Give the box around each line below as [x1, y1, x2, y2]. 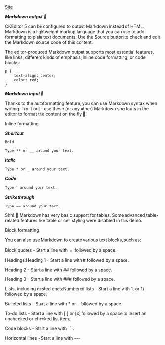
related [5, 218, 20, 223]
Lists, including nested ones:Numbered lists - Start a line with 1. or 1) [5, 286, 144, 292]
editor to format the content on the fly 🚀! [5, 111, 87, 117]
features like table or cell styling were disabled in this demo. [20, 218, 142, 223]
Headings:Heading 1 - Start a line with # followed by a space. [5, 257, 129, 263]
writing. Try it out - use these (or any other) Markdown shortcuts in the [5, 106, 149, 111]
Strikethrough [5, 194, 35, 200]
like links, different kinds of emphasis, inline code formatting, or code [5, 54, 146, 60]
